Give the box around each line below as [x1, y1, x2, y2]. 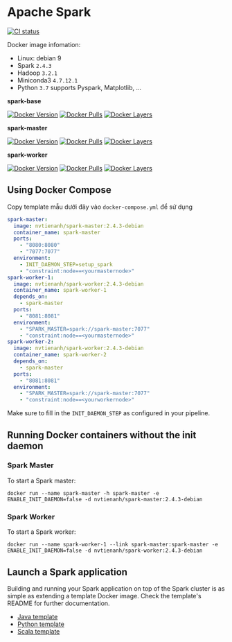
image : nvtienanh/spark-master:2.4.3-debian [13, 223, 144, 229]
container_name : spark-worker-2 [13, 352, 107, 358]
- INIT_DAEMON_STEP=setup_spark [19, 261, 113, 268]
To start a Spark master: [7, 476, 76, 485]
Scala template [17, 627, 60, 635]
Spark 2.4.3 [17, 61, 52, 69]
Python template [17, 620, 64, 628]
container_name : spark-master [13, 229, 100, 236]
